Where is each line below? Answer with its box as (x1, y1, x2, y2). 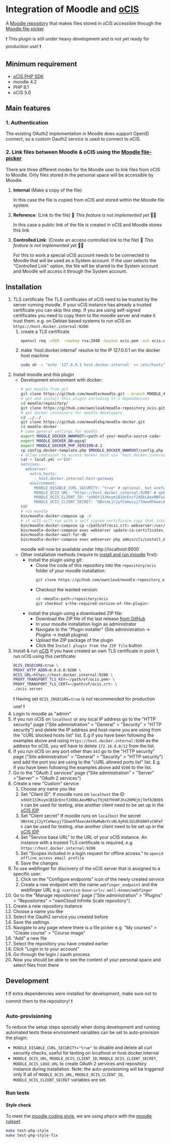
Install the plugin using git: (28, 557, 83, 563)
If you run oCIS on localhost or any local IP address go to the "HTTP (13, 716, 156, 722)
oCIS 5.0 (13, 89, 31, 96)
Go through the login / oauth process (13, 951, 90, 958)
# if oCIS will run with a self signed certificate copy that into (20, 518, 165, 523)
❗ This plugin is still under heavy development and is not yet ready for (6, 35, 149, 41)
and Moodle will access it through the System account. (13, 268, 128, 274)
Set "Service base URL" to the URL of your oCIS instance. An (20, 834, 147, 840)
